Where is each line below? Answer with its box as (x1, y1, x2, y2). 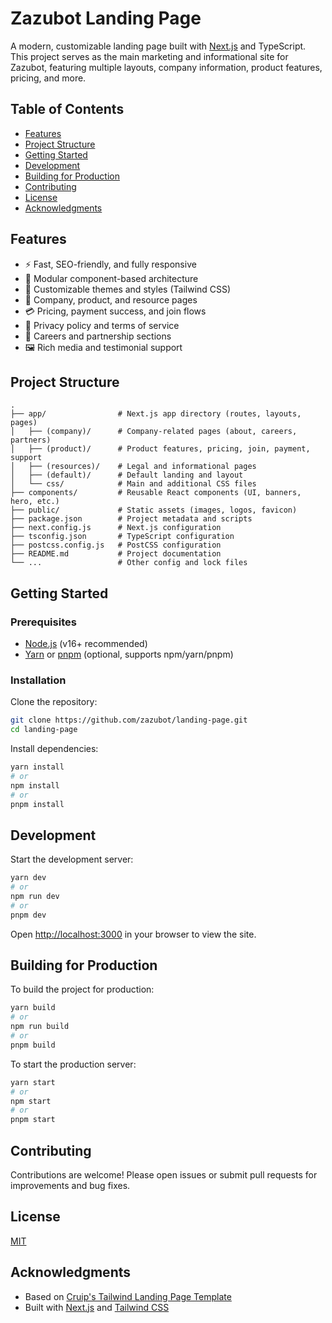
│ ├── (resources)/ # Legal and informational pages (10, 462, 257, 472)
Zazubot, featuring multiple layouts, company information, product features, (10, 61, 323, 73)
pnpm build (10, 1040, 56, 1050)
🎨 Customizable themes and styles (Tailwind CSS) (24, 283, 232, 295)
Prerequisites (10, 615, 77, 629)
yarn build (10, 1003, 56, 1013)
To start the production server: (10, 1058, 137, 1070)
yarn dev (10, 873, 47, 883)
